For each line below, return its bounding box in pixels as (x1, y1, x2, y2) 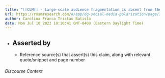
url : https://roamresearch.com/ (5, 12, 71, 17)
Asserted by (12, 39, 51, 47)
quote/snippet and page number (19, 57, 85, 63)
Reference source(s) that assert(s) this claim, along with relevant (19, 52, 151, 58)
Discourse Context (5, 68, 43, 74)
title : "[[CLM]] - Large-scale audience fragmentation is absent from (5, 7, 153, 12)
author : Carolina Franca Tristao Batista (5, 16, 91, 21)
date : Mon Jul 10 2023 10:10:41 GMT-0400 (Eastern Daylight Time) (5, 20, 144, 26)
